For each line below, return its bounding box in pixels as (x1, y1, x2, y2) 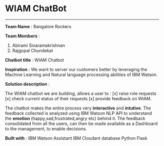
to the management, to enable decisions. (5, 126, 87, 131)
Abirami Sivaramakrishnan (12, 42, 65, 48)
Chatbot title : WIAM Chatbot (5, 57, 64, 63)
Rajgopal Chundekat (12, 47, 53, 54)
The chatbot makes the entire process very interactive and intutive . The (5, 105, 151, 111)
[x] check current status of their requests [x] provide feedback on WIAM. (5, 95, 152, 101)
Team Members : (5, 33, 40, 39)
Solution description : (5, 81, 50, 87)
